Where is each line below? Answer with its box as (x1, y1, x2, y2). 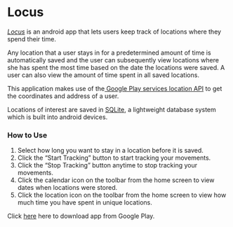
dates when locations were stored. (17, 184, 118, 192)
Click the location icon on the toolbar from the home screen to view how (17, 191, 227, 200)
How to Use (7, 130, 48, 140)
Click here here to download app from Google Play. (7, 212, 155, 221)
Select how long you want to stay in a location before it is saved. (17, 146, 204, 155)
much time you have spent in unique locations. (17, 198, 152, 207)
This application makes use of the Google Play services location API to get (7, 84, 222, 92)
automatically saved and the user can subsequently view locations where (7, 55, 220, 64)
